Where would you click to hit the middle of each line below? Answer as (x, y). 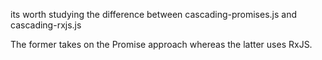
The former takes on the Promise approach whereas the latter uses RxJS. (161, 44)
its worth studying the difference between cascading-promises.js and (154, 14)
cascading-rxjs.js (46, 25)
